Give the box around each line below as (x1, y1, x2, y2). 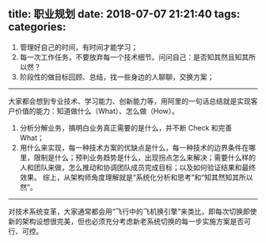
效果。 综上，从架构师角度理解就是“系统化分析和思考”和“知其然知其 (19, 173, 240, 182)
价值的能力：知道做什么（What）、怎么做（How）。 (14, 106, 180, 116)
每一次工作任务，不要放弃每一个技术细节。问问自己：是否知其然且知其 (19, 52, 249, 62)
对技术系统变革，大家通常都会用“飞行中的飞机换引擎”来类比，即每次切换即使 (8, 207, 257, 216)
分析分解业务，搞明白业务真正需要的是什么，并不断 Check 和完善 (19, 123, 233, 132)
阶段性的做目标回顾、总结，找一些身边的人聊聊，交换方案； (19, 72, 215, 82)
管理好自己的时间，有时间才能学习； (19, 42, 139, 51)
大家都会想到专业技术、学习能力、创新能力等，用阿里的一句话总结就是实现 (8, 96, 251, 105)
